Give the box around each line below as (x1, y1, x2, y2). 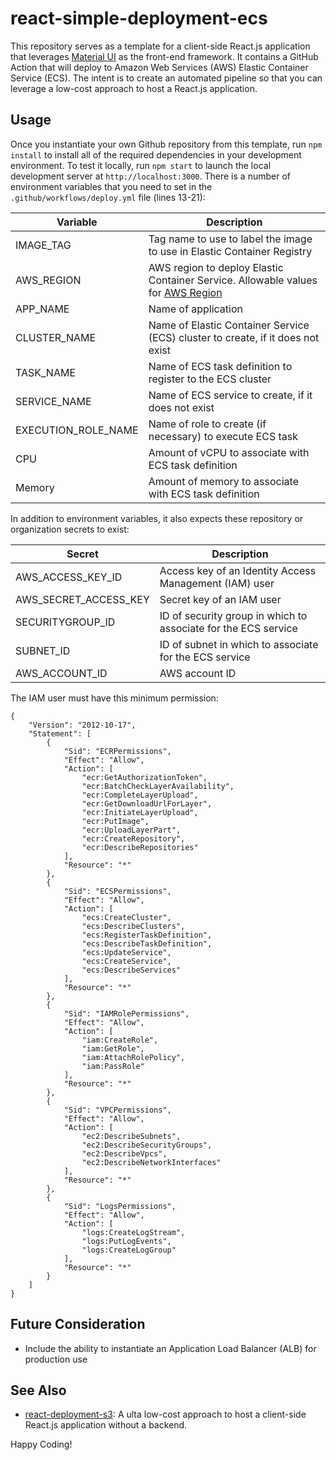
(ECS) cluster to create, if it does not (148, 330, 320, 344)
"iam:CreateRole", (81, 1035, 159, 1045)
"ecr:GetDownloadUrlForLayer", (81, 798, 213, 809)
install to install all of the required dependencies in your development (10, 148, 302, 161)
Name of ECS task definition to (148, 359, 293, 373)
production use (24, 1353, 88, 1365)
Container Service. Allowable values (148, 273, 318, 287)
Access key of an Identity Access (159, 563, 317, 577)
